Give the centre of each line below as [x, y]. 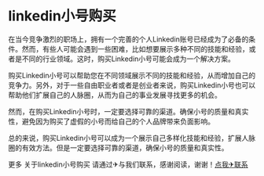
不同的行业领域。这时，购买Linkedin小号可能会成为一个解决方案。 [128, 59]
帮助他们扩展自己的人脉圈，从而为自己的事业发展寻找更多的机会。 [115, 95]
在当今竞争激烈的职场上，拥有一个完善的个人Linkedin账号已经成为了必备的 [128, 39]
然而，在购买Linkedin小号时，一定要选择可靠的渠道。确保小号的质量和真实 [128, 111]
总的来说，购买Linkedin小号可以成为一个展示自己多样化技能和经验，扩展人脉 [132, 138]
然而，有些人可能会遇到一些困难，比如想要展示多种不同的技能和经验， [135, 48]
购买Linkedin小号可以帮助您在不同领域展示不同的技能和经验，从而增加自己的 [132, 75]
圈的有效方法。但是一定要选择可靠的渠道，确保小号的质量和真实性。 [118, 147]
